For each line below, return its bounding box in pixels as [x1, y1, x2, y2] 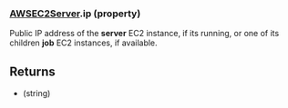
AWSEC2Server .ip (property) [9, 7, 141, 20]
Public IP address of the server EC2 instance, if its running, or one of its [9, 28, 280, 39]
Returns [9, 64, 57, 79]
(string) [22, 88, 51, 99]
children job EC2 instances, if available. [9, 37, 158, 48]
